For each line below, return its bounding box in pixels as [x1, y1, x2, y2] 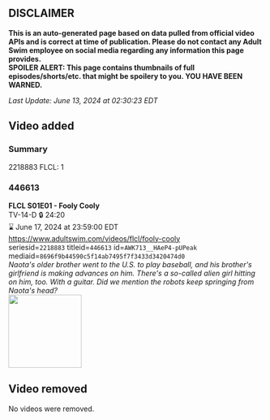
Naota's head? [8, 285, 58, 295]
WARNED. [8, 80, 43, 89]
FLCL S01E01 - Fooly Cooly [8, 201, 100, 210]
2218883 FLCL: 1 [8, 162, 64, 171]
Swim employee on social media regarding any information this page [8, 45, 245, 55]
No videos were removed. [8, 404, 95, 414]
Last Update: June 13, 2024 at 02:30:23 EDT [8, 95, 158, 105]
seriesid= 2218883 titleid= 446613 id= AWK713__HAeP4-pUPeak [8, 242, 197, 252]
